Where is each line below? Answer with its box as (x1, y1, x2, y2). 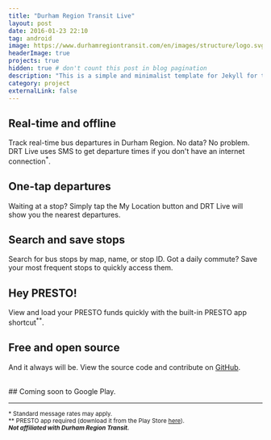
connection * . (8, 155, 51, 166)
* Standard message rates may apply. (8, 409, 113, 417)
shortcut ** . (8, 316, 44, 327)
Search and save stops (8, 233, 125, 247)
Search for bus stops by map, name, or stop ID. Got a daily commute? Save (8, 255, 258, 264)
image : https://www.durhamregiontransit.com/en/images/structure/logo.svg (8, 42, 265, 50)
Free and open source (8, 341, 120, 355)
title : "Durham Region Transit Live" (8, 11, 135, 20)
